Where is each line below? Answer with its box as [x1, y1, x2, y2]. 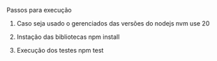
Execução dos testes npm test [16, 46, 104, 54]
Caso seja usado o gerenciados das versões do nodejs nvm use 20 [16, 19, 210, 27]
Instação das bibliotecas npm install [16, 33, 120, 41]
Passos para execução [6, 6, 72, 14]
